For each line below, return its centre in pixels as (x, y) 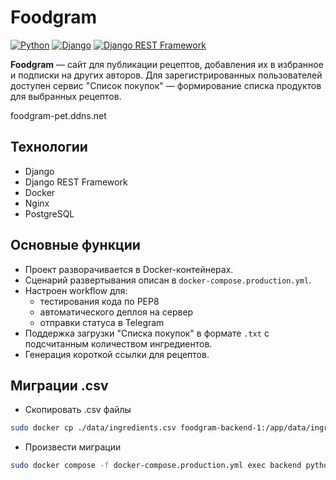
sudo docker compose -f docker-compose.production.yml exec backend (156, 466)
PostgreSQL (49, 213)
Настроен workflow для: (76, 290)
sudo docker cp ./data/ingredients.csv (93, 428)
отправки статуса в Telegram (102, 322)
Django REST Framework (76, 182)
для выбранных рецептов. (66, 96)
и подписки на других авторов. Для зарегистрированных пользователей (166, 75)
